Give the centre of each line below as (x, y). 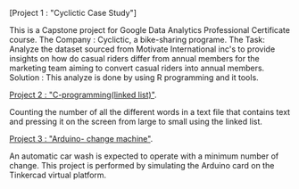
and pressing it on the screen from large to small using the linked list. (136, 121)
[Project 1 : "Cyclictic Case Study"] (73, 13)
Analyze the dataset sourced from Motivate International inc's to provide (142, 49)
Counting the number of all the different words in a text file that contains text (150, 112)
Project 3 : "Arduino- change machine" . (81, 139)
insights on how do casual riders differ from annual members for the (135, 58)
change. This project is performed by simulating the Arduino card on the (142, 165)
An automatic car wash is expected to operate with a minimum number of (144, 156)
